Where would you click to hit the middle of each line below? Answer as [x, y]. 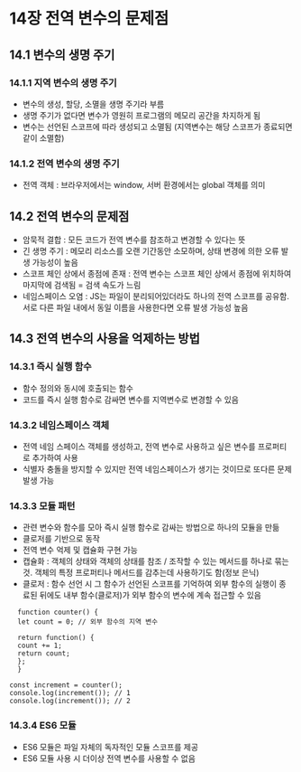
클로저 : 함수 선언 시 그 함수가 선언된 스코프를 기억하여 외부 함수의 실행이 [150, 584]
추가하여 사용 [55, 457]
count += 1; [40, 646]
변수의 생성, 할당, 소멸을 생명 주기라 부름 [93, 104]
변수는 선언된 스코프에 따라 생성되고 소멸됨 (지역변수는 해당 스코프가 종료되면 [157, 127]
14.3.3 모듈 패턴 [42, 505]
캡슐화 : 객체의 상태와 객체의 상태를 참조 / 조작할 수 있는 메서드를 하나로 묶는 [156, 561]
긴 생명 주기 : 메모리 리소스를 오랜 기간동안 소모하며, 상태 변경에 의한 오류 [150, 250]
